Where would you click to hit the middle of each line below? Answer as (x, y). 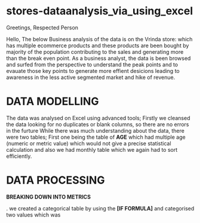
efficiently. (19, 156)
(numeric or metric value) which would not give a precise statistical (89, 143)
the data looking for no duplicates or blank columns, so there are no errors (98, 124)
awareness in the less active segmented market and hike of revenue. (91, 77)
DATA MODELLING (53, 101)
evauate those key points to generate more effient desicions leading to (93, 71)
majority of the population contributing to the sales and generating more (95, 51)
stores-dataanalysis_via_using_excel (99, 11)
